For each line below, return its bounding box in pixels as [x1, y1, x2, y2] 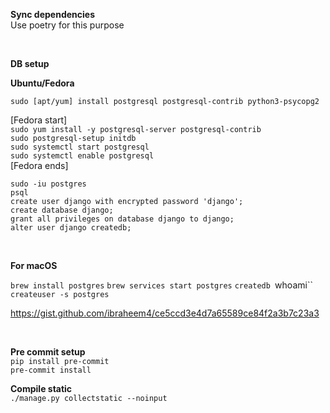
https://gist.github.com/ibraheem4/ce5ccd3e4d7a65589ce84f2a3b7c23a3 [10, 307, 320, 319]
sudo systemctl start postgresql [10, 142, 150, 152]
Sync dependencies [10, 9, 96, 20]
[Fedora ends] [10, 160, 69, 171]
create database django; [10, 205, 114, 215]
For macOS [10, 260, 58, 271]
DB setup [10, 58, 50, 69]
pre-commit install [10, 365, 92, 375]
